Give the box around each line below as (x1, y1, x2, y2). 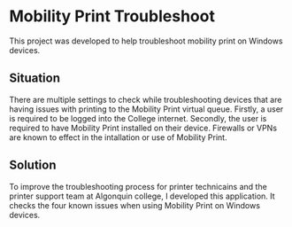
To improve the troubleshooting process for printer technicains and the (9, 181, 267, 192)
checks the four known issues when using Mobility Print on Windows (9, 200, 261, 210)
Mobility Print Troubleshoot (9, 6, 215, 27)
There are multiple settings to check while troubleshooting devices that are (9, 94, 282, 105)
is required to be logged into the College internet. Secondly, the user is (9, 113, 267, 123)
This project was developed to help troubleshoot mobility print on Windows (9, 35, 283, 46)
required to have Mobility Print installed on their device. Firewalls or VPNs (9, 122, 277, 133)
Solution (9, 158, 57, 173)
